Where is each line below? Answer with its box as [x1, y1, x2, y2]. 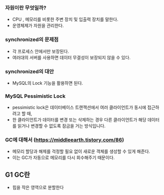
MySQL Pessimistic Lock [5, 93, 66, 99]
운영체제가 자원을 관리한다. [12, 23, 64, 29]
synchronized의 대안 [5, 68, 54, 75]
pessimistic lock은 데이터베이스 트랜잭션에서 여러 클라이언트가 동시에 [12, 104, 146, 110]
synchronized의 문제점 [5, 36, 59, 43]
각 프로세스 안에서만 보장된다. [12, 48, 69, 54]
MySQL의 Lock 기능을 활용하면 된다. [12, 80, 83, 86]
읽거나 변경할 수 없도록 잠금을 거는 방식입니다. [17, 123, 106, 129]
